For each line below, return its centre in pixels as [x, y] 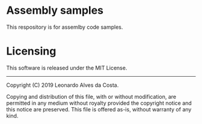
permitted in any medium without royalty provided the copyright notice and [99, 103]
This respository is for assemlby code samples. [65, 27]
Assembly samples [55, 10]
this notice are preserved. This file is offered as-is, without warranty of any [99, 109]
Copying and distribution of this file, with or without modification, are [91, 96]
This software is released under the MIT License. [67, 68]
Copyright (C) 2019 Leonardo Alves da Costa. [63, 85]
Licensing [31, 51]
